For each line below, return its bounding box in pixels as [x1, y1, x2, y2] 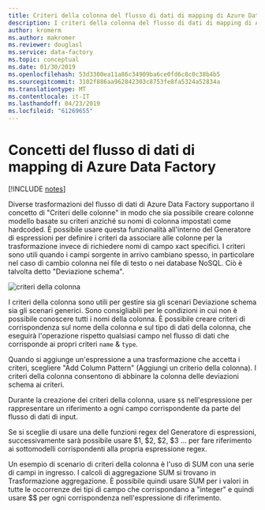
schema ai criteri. [8, 380, 65, 389]
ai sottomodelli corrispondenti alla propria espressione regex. [8, 444, 207, 453]
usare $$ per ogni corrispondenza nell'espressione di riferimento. [8, 493, 222, 502]
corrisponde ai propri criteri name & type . [8, 339, 138, 349]
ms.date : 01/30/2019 [8, 63, 77, 71]
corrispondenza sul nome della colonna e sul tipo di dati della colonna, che [8, 322, 252, 332]
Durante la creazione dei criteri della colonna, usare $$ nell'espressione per [8, 395, 253, 404]
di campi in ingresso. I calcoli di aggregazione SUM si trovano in [8, 467, 217, 477]
